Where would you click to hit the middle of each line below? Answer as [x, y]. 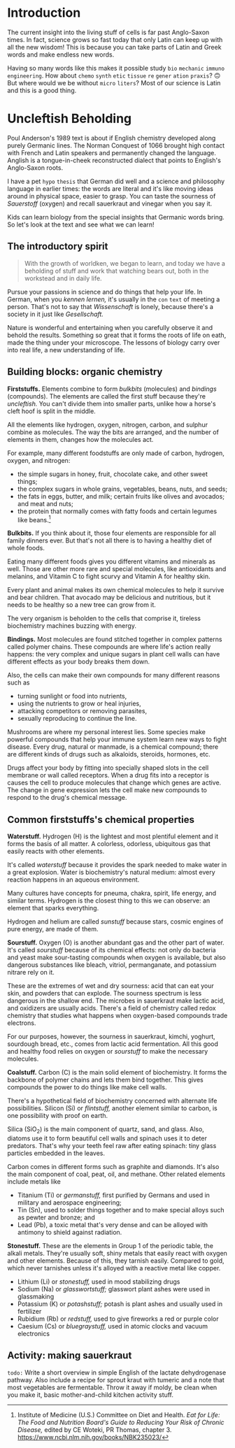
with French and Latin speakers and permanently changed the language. [112, 152]
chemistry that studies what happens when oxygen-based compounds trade [117, 1015]
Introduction [44, 13]
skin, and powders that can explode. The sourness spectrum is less [105, 993]
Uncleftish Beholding [70, 119]
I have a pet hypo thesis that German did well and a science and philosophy [116, 181]
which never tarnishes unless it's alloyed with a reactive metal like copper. [114, 1268]
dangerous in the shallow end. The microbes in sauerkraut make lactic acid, [116, 1001]
